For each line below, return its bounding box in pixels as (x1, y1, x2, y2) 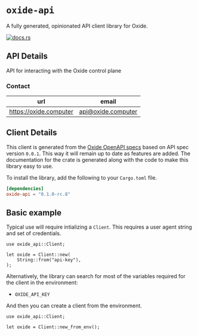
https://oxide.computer (9, 107, 73, 116)
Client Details (6, 128, 57, 138)
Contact (6, 82, 30, 90)
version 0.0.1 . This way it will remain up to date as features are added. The (6, 150, 191, 157)
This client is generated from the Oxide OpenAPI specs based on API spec (6, 143, 189, 150)
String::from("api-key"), (17, 257, 82, 263)
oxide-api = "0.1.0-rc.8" (6, 191, 70, 197)
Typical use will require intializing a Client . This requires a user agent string (6, 223, 193, 231)
